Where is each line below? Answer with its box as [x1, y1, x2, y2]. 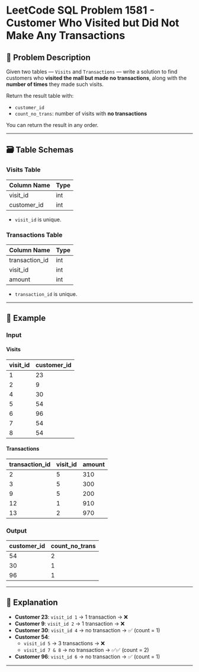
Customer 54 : [14, 633, 50, 641]
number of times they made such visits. [6, 81, 104, 88]
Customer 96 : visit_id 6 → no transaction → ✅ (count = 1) [14, 653, 161, 660]
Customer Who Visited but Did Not [6, 16, 179, 30]
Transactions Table [6, 231, 63, 239]
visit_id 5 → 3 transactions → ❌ [23, 639, 105, 646]
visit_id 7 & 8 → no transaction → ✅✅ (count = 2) [23, 646, 149, 653]
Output [6, 526, 27, 534]
